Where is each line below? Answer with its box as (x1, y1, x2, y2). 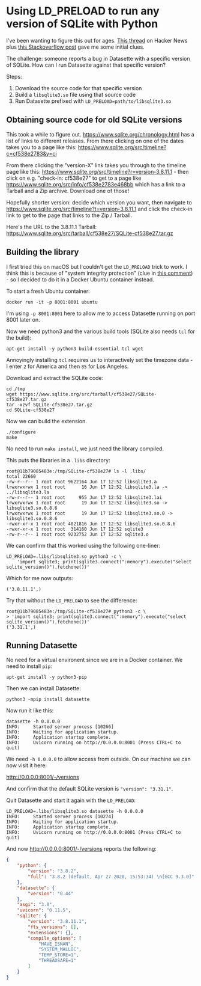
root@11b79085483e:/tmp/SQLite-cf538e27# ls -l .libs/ (6, 468, 146, 474)
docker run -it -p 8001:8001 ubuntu (6, 299, 98, 305)
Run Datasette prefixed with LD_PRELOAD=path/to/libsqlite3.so (14, 97, 172, 105)
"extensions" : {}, (28, 929, 74, 935)
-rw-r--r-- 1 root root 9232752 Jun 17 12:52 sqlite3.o (6, 531, 149, 537)
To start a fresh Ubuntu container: (6, 287, 90, 295)
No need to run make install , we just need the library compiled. (6, 445, 164, 452)
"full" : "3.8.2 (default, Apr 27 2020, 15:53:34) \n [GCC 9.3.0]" (28, 874, 195, 880)
